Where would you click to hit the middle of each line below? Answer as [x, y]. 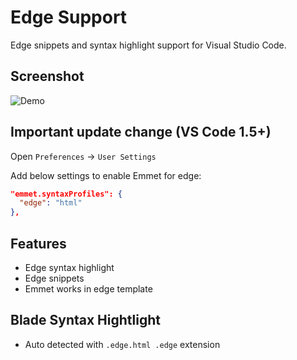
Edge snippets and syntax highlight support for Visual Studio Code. [148, 45]
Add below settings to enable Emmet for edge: [106, 175]
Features [38, 243]
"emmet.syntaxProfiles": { [66, 194]
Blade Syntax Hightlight [85, 320]
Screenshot [47, 76]
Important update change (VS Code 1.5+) [141, 132]
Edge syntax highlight [69, 267]
